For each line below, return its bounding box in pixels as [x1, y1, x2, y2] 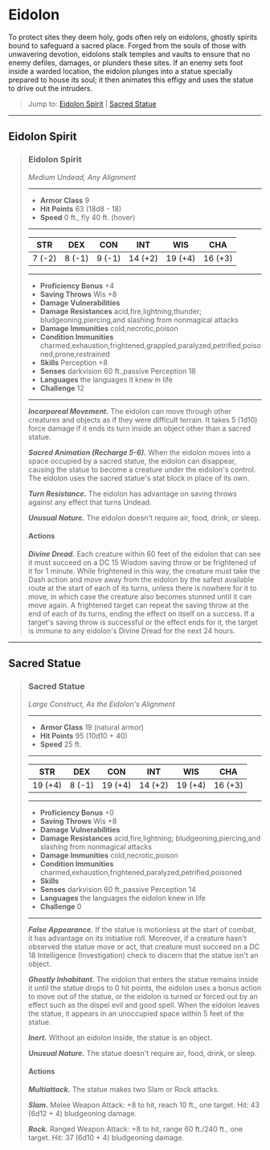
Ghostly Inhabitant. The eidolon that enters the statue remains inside [27, 974, 259, 984]
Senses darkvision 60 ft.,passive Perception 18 [39, 366, 196, 375]
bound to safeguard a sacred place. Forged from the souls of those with [8, 40, 247, 50]
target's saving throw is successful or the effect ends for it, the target [27, 617, 259, 627]
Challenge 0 [39, 902, 82, 911]
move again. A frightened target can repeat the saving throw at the [27, 600, 249, 610]
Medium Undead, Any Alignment [27, 172, 137, 182]
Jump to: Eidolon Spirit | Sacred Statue [27, 99, 157, 108]
